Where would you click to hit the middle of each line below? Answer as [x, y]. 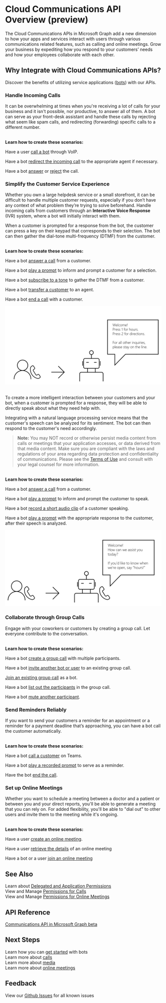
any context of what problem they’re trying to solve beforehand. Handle [78, 206]
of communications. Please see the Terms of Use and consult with [85, 459]
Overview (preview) [47, 20]
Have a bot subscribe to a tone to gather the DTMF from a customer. [75, 280]
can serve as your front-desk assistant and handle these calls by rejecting [81, 117]
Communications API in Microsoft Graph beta [51, 924]
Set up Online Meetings [34, 788]
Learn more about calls [29, 957]
